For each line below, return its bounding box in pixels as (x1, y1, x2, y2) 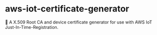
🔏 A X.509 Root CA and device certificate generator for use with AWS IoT (5, 19, 153, 25)
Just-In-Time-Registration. (5, 24, 59, 30)
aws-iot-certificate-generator (5, 3, 130, 14)
